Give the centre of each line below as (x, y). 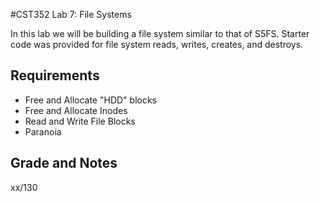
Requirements (55, 75)
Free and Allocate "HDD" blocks (90, 100)
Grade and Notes (64, 163)
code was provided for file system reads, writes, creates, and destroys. (157, 44)
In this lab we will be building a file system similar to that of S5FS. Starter (160, 33)
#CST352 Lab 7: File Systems (71, 14)
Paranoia (43, 131)
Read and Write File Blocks (80, 121)
